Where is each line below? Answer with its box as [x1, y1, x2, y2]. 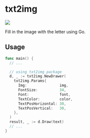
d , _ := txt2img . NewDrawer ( [9, 74, 67, 79]
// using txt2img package [9, 69, 62, 74]
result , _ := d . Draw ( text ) [9, 119, 64, 124]
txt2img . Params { [14, 78, 47, 84]
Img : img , [18, 83, 69, 88]
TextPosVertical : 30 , [18, 106, 67, 111]
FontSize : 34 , [18, 88, 67, 92]
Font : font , [18, 92, 71, 97]
